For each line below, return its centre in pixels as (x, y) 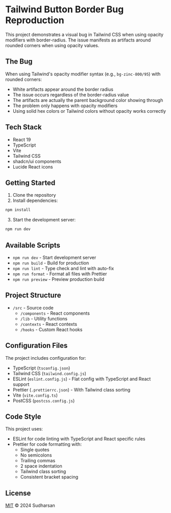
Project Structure (33, 295)
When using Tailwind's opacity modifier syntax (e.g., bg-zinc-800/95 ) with (83, 74)
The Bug (19, 62)
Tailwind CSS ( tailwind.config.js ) (50, 373)
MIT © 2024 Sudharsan (30, 505)
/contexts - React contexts (49, 324)
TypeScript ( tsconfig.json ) (41, 368)
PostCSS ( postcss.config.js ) (44, 400)
